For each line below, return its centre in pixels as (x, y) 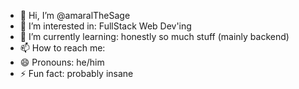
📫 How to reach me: (62, 48)
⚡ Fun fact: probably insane (76, 73)
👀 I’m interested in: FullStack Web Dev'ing (105, 26)
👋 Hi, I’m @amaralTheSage (75, 15)
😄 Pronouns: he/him (62, 62)
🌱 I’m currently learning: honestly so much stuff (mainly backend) (154, 36)
